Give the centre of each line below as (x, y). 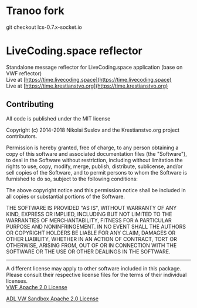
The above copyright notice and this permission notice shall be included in (96, 190)
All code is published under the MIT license (58, 118)
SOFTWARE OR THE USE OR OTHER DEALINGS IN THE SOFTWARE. (88, 252)
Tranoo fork (35, 11)
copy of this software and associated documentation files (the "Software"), (97, 153)
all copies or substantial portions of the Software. (65, 196)
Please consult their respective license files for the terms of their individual (96, 274)
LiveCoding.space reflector (74, 51)
